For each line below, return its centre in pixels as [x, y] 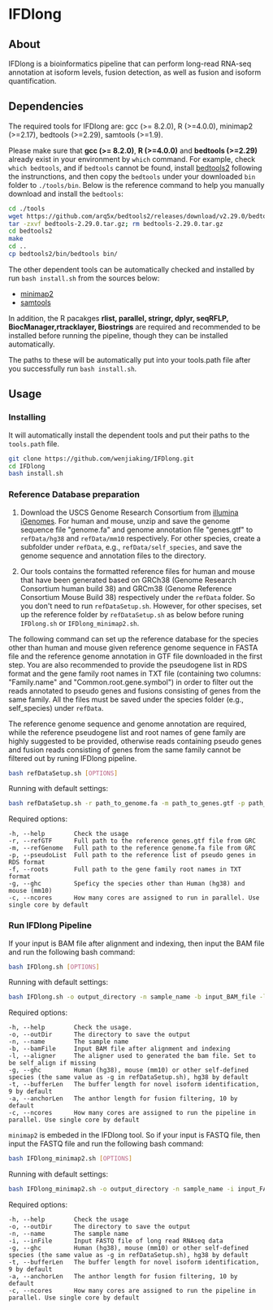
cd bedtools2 [30, 231]
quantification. [32, 81]
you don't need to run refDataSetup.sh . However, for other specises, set [141, 606]
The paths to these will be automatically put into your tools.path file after [130, 359]
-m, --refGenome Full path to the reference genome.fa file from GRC [132, 848]
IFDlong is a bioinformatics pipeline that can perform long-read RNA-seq [130, 63]
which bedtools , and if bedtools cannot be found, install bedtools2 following [135, 168]
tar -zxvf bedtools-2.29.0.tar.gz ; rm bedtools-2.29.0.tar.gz [116, 224]
